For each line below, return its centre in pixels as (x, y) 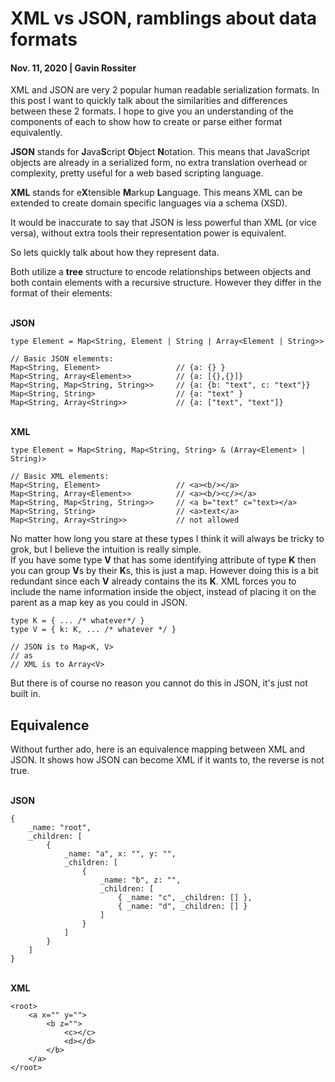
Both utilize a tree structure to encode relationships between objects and (161, 272)
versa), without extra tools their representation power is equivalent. (148, 233)
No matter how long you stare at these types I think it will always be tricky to (167, 539)
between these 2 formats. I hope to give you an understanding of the (152, 111)
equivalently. (36, 133)
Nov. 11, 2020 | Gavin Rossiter (73, 68)
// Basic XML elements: (60, 477)
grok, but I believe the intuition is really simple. (106, 549)
